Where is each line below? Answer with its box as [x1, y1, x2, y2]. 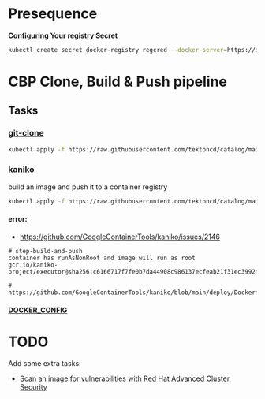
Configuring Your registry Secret [8, 31, 118, 40]
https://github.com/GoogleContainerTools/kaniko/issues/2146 [19, 232, 221, 241]
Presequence [8, 5, 98, 23]
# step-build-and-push [8, 247, 83, 255]
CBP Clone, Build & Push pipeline [8, 73, 227, 91]
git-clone [8, 128, 45, 139]
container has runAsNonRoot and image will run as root [8, 254, 196, 262]
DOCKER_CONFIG [8, 305, 68, 315]
